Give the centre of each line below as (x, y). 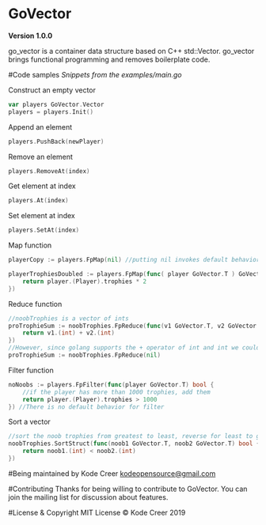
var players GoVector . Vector (56, 104)
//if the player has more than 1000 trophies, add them (117, 392)
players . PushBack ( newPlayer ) (56, 142)
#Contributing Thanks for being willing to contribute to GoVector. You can (128, 489)
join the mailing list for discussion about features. (88, 497)
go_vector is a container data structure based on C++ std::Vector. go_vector (131, 51)
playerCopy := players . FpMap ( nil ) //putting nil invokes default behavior (134, 260)
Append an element (40, 127)
